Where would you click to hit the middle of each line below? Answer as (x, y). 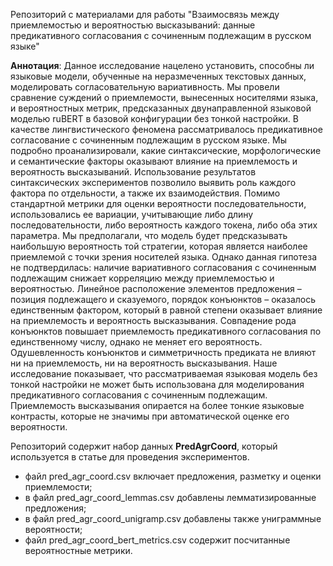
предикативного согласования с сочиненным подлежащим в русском (161, 35)
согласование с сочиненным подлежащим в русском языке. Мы (148, 140)
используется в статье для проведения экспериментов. (130, 457)
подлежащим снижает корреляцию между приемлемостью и (142, 278)
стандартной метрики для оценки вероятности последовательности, (158, 203)
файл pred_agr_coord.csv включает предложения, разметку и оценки (173, 476)
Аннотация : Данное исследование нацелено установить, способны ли (162, 65)
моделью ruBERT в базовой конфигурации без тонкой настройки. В (154, 118)
